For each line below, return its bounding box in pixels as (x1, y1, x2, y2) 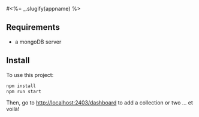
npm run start (6, 88, 42, 94)
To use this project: (6, 71, 54, 78)
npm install (6, 83, 36, 89)
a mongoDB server (14, 38, 62, 45)
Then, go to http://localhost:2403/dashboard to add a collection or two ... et (6, 99, 194, 106)
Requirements (6, 22, 60, 32)
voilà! (6, 106, 20, 113)
